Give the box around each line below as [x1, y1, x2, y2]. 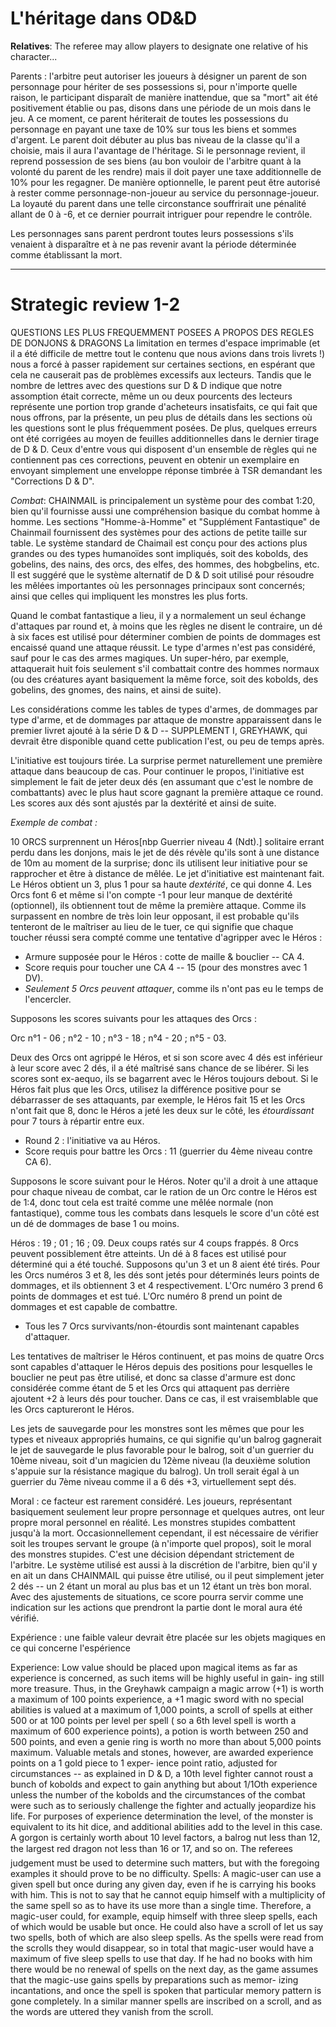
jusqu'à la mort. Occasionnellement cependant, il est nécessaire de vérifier [10, 1527, 319, 1539]
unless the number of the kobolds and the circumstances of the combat [10, 1788, 306, 1801]
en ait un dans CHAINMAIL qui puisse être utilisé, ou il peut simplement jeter [10, 1569, 325, 1581]
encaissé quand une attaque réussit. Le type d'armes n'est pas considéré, [10, 641, 316, 653]
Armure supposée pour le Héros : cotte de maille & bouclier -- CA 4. [24, 950, 305, 962]
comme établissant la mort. [10, 248, 123, 261]
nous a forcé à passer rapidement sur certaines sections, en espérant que [10, 358, 316, 370]
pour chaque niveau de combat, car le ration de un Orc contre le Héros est [10, 1185, 318, 1197]
